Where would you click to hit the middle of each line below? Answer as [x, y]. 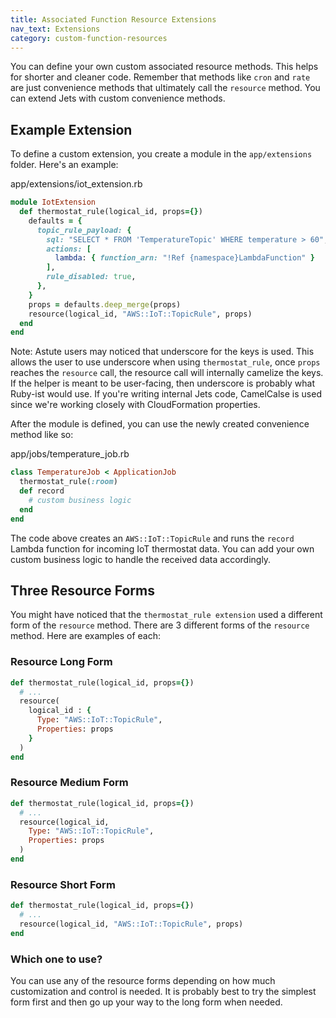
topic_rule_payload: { [84, 230]
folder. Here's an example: [64, 165]
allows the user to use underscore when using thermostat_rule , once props [165, 362]
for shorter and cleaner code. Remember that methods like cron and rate [160, 77]
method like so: [42, 435]
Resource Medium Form [69, 783]
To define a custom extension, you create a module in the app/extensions [161, 154]
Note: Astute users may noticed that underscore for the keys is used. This [162, 352]
